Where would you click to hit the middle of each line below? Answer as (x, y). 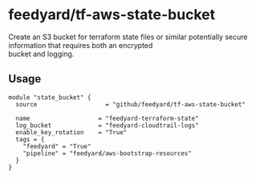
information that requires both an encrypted (81, 45)
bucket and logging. (41, 54)
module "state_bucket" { (50, 97)
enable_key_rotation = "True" (71, 132)
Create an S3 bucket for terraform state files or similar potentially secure (128, 37)
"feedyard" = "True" (57, 146)
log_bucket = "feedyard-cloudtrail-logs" (107, 125)
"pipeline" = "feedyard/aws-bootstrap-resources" (108, 153)
